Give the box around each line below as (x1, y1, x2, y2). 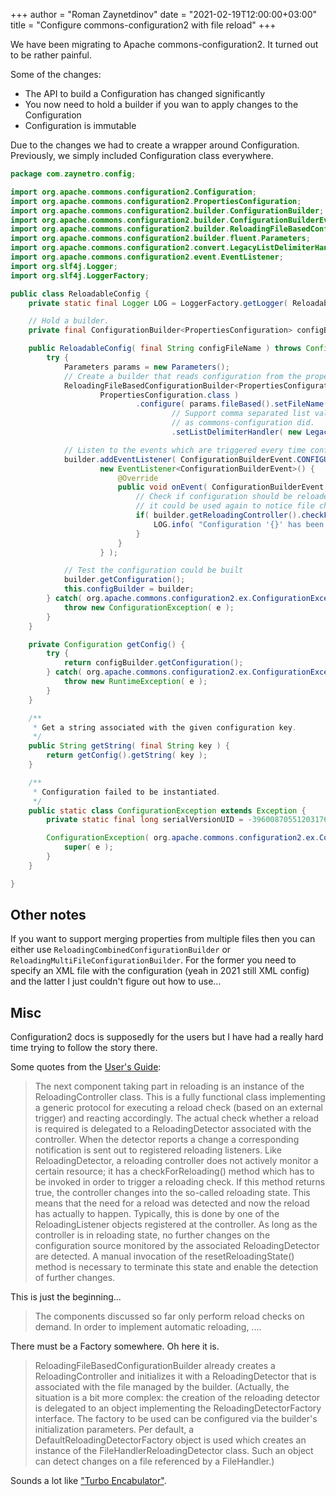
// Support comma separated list (171, 409, 311, 419)
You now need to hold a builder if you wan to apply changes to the (24, 99, 299, 110)
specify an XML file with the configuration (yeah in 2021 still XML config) (10, 965, 310, 977)
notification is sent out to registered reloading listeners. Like (34, 1144, 282, 1156)
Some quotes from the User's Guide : (10, 1061, 162, 1073)
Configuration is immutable (24, 120, 137, 131)
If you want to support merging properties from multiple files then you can (10, 933, 316, 945)
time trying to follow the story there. (10, 1042, 158, 1054)
